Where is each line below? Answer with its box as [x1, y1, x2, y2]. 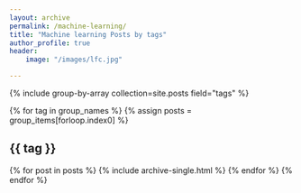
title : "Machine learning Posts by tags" [9, 30, 168, 39]
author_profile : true [9, 38, 91, 48]
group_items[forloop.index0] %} [9, 115, 129, 125]
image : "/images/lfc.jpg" [25, 55, 123, 64]
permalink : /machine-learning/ [9, 22, 127, 31]
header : [9, 47, 39, 56]
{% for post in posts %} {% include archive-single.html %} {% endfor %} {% [9, 164, 293, 176]
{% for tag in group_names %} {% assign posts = [9, 106, 192, 115]
